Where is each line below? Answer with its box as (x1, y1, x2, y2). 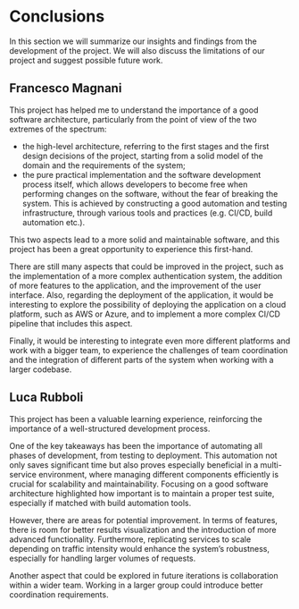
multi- (260, 459, 283, 470)
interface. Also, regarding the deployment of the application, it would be (9, 289, 274, 300)
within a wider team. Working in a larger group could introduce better (9, 579, 263, 590)
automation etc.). (21, 216, 86, 227)
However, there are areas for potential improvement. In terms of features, (9, 514, 278, 525)
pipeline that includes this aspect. (9, 317, 133, 328)
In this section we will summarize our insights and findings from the (9, 36, 257, 47)
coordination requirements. (9, 588, 109, 600)
